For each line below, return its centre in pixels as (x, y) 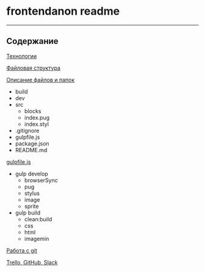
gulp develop (32, 174)
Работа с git (22, 250)
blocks (33, 111)
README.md (31, 150)
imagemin (37, 238)
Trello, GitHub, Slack (32, 262)
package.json (32, 143)
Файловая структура (34, 68)
